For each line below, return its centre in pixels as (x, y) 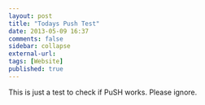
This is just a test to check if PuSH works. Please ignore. (103, 92)
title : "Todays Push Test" (54, 24)
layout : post (31, 16)
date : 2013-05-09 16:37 (49, 31)
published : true (36, 69)
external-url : (33, 54)
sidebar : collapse (39, 46)
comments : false (36, 39)
